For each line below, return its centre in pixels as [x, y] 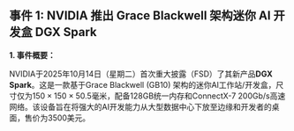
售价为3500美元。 [57, 118]
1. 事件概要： [32, 55]
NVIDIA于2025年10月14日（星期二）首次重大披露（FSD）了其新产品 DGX [141, 74]
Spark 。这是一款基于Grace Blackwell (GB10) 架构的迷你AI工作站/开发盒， [143, 84]
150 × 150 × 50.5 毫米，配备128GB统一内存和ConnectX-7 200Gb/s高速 [159, 96]
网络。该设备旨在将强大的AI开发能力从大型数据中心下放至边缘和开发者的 [140, 106]
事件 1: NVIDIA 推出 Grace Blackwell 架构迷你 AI [140, 16]
